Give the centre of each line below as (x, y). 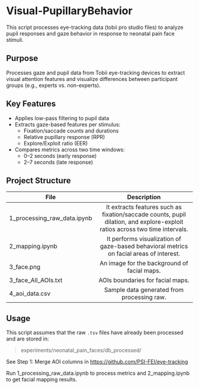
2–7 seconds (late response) (58, 162)
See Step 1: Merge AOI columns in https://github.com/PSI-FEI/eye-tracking (97, 362)
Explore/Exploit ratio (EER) (56, 143)
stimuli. (15, 40)
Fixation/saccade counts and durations (71, 131)
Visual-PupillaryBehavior (69, 11)
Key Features (31, 104)
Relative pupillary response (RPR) (64, 137)
